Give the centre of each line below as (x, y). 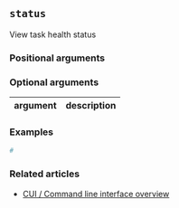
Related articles (44, 174)
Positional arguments (57, 58)
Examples (32, 132)
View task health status (53, 34)
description (91, 106)
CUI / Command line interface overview (96, 194)
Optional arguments (54, 82)
